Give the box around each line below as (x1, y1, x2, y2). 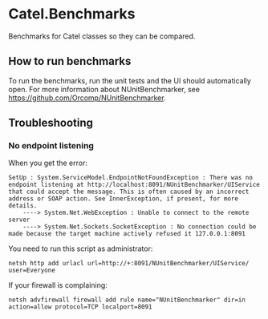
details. (8, 202, 38, 210)
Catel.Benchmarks (8, 5, 136, 23)
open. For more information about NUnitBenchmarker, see (8, 84, 201, 94)
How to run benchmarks (8, 55, 132, 68)
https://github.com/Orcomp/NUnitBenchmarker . (8, 93, 166, 103)
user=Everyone (8, 266, 56, 275)
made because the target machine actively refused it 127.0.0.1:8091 (8, 230, 246, 238)
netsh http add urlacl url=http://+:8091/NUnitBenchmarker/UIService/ (8, 260, 250, 268)
